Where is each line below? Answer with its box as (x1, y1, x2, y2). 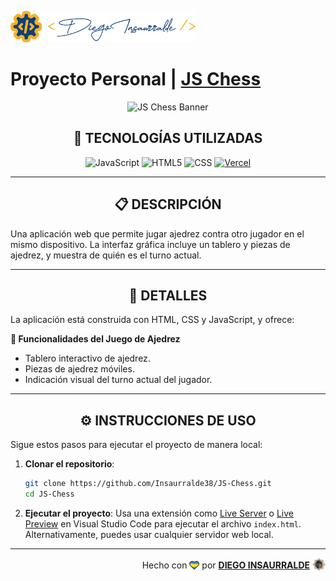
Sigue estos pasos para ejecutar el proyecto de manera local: (10, 439, 263, 451)
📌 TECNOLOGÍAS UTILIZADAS (73, 130, 263, 147)
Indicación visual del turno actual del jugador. (24, 374, 213, 386)
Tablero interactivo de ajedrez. (24, 352, 151, 365)
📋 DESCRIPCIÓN (114, 196, 222, 213)
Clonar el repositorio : (24, 458, 115, 470)
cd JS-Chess (24, 489, 75, 500)
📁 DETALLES (128, 287, 208, 304)
